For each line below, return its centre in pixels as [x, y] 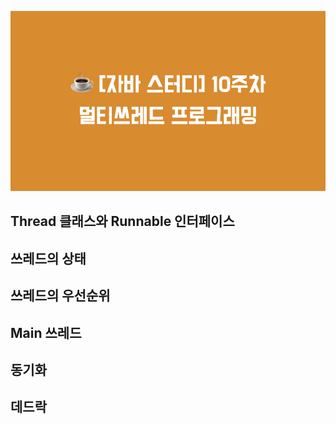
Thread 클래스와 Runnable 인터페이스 [122, 221]
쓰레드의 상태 [48, 258]
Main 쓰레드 [46, 332]
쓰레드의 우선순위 [60, 296]
